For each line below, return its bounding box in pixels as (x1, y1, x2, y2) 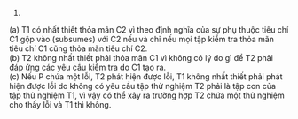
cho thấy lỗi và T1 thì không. (9, 100, 112, 109)
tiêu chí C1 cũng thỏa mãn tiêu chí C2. (9, 43, 148, 54)
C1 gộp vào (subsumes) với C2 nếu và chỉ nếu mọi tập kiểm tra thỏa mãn (9, 34, 275, 44)
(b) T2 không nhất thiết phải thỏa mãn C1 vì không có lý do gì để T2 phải (9, 53, 273, 63)
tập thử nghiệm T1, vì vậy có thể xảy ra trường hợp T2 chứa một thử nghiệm (9, 90, 286, 100)
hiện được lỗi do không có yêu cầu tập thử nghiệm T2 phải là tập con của (9, 81, 277, 91)
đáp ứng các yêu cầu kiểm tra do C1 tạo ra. (9, 62, 167, 72)
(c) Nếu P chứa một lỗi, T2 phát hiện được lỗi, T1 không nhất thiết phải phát (9, 71, 283, 82)
